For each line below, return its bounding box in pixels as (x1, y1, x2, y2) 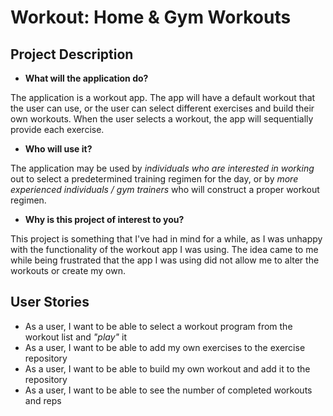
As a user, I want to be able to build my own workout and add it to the (24, 362, 311, 375)
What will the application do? (24, 72, 149, 84)
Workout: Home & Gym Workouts (10, 6, 292, 29)
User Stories (10, 294, 90, 311)
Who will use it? (24, 143, 93, 155)
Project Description (10, 46, 134, 63)
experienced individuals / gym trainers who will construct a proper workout (10, 184, 320, 195)
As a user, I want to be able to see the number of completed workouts (24, 384, 313, 396)
